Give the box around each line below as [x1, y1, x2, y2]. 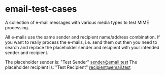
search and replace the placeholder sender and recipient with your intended [5, 44, 160, 50]
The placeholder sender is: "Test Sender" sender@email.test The [5, 59, 137, 65]
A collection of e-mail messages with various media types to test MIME [5, 19, 149, 25]
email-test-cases [5, 3, 77, 15]
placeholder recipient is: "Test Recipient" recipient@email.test [5, 64, 131, 70]
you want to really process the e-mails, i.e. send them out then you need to [5, 39, 158, 45]
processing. [5, 24, 30, 30]
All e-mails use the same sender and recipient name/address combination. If [5, 34, 160, 40]
